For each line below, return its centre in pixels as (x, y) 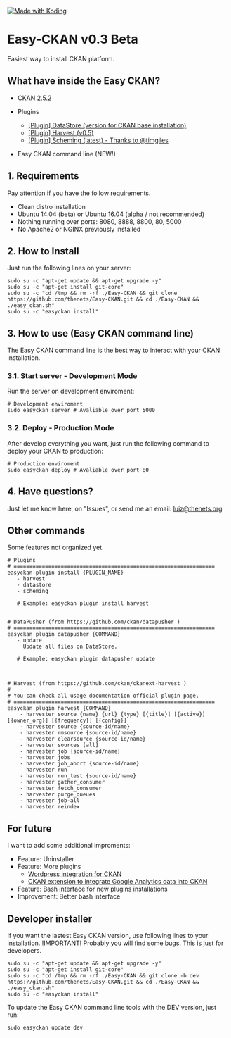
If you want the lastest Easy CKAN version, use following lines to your (108, 936)
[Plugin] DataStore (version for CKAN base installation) (107, 125)
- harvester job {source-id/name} (70, 751)
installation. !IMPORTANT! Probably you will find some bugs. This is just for (115, 943)
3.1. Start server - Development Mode (72, 376)
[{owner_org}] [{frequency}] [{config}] (67, 721)
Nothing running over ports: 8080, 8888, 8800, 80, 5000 (99, 221)
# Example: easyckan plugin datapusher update (86, 659)
